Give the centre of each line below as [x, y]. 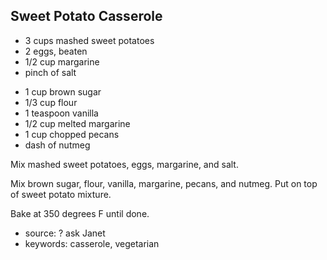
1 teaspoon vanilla [61, 113]
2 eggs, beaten [56, 51]
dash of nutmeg [57, 145]
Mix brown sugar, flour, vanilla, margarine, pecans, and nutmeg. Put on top [164, 183]
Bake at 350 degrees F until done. [80, 213]
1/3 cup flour [51, 102]
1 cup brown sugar [63, 91]
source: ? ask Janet [65, 233]
